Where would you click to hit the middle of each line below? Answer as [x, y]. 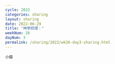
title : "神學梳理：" [24, 28]
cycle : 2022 [17, 10]
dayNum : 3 [15, 38]
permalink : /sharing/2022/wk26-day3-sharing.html [58, 42]
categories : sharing [27, 14]
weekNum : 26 [17, 33]
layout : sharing [22, 19]
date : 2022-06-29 [23, 24]
